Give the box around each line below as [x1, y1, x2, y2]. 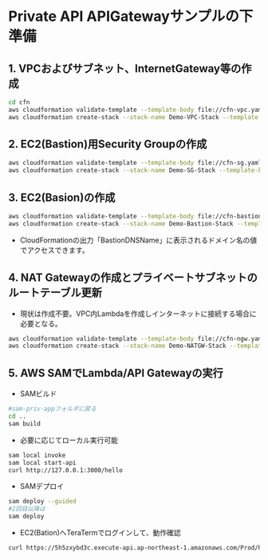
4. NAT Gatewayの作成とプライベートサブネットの [8, 271, 258, 285]
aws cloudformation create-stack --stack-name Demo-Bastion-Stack [8, 219, 234, 228]
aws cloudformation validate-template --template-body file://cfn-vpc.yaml [8, 106, 266, 114]
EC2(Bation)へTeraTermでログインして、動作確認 [19, 528, 181, 537]
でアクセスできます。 [19, 245, 89, 254]
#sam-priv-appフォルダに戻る [8, 405, 97, 413]
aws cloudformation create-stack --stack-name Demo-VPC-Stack [8, 113, 219, 121]
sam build [8, 419, 41, 428]
